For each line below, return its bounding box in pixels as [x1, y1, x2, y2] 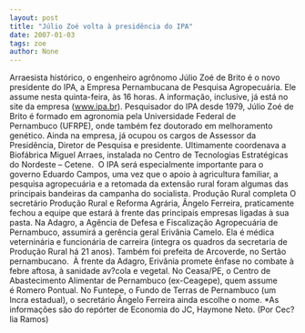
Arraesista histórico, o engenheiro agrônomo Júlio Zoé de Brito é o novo [9, 72, 280, 83]
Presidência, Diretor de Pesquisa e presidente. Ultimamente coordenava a [9, 140, 287, 151]
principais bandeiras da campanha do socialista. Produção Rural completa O [9, 188, 297, 199]
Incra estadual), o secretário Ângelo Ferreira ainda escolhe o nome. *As [9, 295, 280, 306]
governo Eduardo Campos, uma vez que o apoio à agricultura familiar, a [9, 169, 279, 180]
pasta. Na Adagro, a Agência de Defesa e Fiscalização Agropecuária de [9, 217, 279, 228]
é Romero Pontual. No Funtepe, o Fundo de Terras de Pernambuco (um [9, 285, 276, 296]
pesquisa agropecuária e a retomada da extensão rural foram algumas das [9, 178, 289, 189]
